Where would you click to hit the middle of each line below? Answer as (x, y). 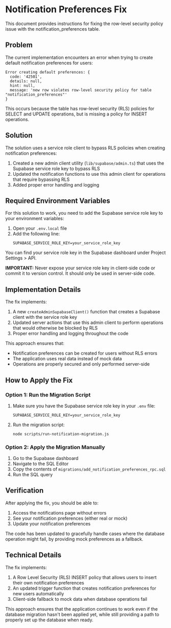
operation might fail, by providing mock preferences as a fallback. (75, 539)
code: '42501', (26, 77)
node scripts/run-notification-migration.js (61, 434)
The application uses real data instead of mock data (67, 359)
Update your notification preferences (52, 524)
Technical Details (33, 555)
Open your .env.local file (40, 228)
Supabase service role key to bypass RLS (56, 168)
